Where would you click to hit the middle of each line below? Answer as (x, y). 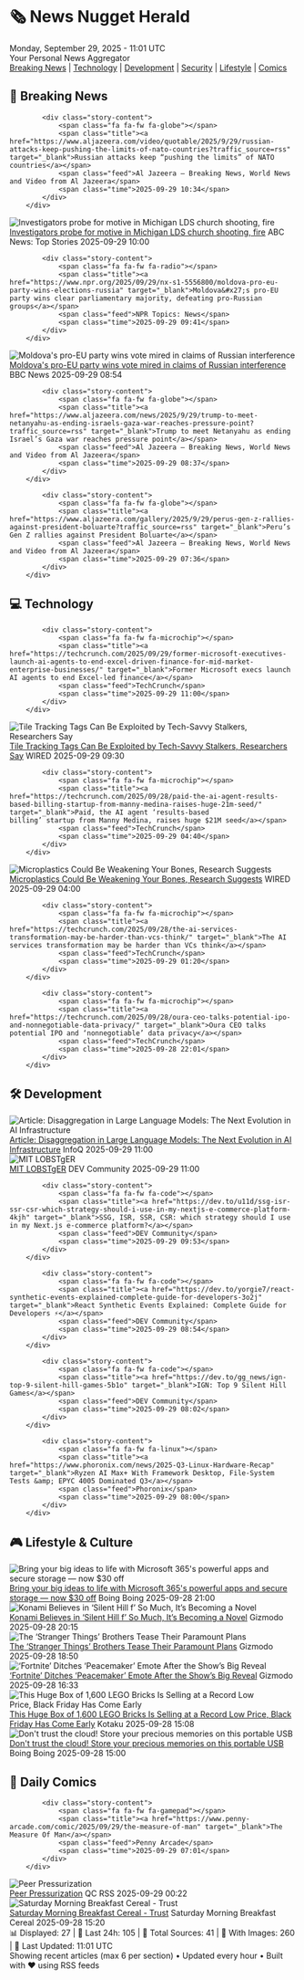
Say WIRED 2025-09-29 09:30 (67, 755)
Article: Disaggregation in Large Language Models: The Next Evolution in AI (151, 1140)
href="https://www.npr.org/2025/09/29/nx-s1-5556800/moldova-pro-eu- (144, 282)
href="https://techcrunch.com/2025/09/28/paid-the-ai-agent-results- (144, 796)
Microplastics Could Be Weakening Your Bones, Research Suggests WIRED (150, 879)
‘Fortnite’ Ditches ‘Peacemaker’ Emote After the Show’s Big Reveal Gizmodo (152, 1676)
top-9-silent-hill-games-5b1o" (69, 1386)
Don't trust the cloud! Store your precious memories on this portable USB (147, 1744)
